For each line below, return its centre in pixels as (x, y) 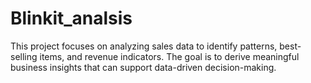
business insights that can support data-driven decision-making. (143, 67)
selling (24, 56)
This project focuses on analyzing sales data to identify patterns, (144, 46)
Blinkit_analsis (71, 18)
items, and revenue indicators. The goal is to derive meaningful (169, 56)
